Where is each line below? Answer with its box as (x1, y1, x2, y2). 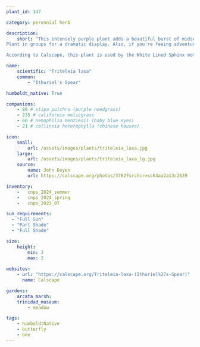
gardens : (6, 287, 28, 294)
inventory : (6, 183, 33, 190)
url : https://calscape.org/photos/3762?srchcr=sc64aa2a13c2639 (27, 173, 187, 179)
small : (17, 140, 33, 145)
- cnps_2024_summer (17, 189, 70, 195)
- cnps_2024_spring (17, 194, 70, 200)
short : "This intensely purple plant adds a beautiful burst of (17, 36, 180, 42)
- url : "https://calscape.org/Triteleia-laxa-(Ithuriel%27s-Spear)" (17, 272, 190, 278)
